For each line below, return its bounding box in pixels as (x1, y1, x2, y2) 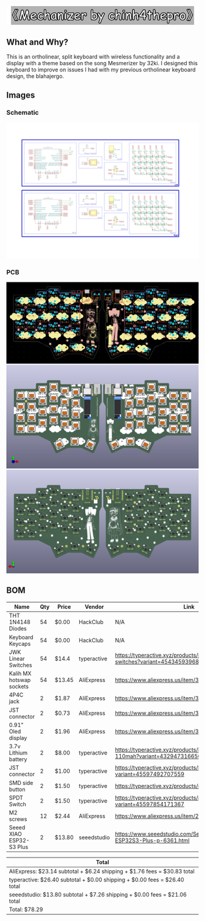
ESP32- (9, 837, 30, 844)
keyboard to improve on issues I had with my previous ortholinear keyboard (6, 66, 196, 73)
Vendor (84, 603, 104, 611)
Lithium (9, 749, 28, 756)
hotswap (9, 676, 31, 684)
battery (9, 756, 27, 763)
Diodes (9, 625, 27, 633)
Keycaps (9, 640, 31, 647)
